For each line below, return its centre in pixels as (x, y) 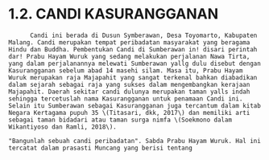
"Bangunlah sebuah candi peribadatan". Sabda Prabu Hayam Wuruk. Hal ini (135, 141)
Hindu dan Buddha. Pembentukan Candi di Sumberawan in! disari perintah (133, 49)
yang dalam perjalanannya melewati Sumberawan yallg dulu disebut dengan (135, 64)
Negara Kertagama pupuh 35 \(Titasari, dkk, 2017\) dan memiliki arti (129, 113)
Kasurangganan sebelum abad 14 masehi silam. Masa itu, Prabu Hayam (126, 70)
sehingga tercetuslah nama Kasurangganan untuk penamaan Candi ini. (126, 98)
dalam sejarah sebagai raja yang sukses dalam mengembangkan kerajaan (129, 84)
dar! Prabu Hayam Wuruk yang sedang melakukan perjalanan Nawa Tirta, (129, 56)
